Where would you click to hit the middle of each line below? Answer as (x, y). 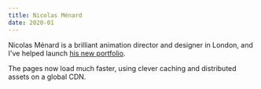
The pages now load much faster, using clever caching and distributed (123, 68)
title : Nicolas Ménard (45, 15)
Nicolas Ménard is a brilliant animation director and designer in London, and (131, 44)
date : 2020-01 (31, 23)
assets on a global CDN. (47, 77)
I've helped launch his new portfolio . (67, 53)
